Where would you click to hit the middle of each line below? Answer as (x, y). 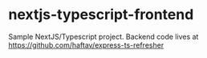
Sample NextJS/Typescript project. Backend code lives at (103, 37)
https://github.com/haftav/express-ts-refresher (86, 44)
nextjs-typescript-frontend (101, 15)
